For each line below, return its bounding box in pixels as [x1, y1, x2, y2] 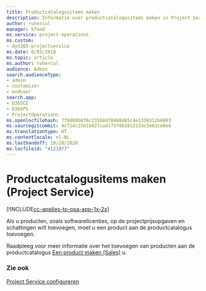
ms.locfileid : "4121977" [6, 145, 70, 152]
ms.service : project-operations [6, 32, 89, 38]
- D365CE [6, 100, 29, 106]
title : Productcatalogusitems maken [6, 9, 100, 15]
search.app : [6, 94, 37, 100]
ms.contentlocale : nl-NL [6, 134, 70, 141]
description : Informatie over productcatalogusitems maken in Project [6, 15, 191, 21]
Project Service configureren [6, 278, 80, 285]
